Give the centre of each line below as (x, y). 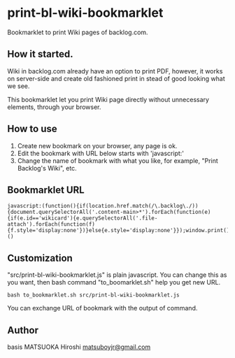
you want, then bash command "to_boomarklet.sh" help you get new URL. (114, 282)
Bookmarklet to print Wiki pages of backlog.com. (78, 32)
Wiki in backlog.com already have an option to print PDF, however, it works (115, 71)
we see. (19, 86)
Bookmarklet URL (46, 190)
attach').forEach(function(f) (51, 224)
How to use (32, 129)
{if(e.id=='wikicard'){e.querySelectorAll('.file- (83, 218)
